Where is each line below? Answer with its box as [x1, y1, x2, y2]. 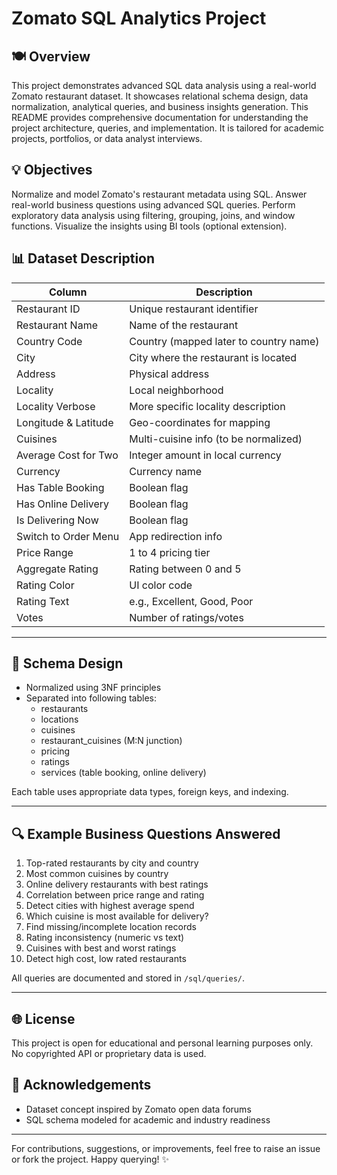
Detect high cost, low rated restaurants [25, 953, 187, 965]
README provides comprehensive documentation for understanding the [11, 112, 309, 123]
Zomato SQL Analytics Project [11, 7, 267, 30]
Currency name [129, 464, 203, 478]
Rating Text [16, 594, 70, 608]
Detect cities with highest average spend [25, 900, 195, 912]
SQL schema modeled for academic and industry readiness [25, 1113, 271, 1126]
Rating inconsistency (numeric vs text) [25, 932, 185, 944]
